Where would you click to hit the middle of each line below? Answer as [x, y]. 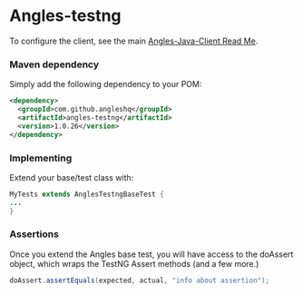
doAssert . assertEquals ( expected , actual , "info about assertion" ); [140, 280]
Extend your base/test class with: [72, 177]
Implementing [41, 158]
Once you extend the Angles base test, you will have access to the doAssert [151, 254]
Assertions [34, 234]
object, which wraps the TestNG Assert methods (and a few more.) [134, 263]
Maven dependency [54, 64]
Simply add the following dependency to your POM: [106, 84]
